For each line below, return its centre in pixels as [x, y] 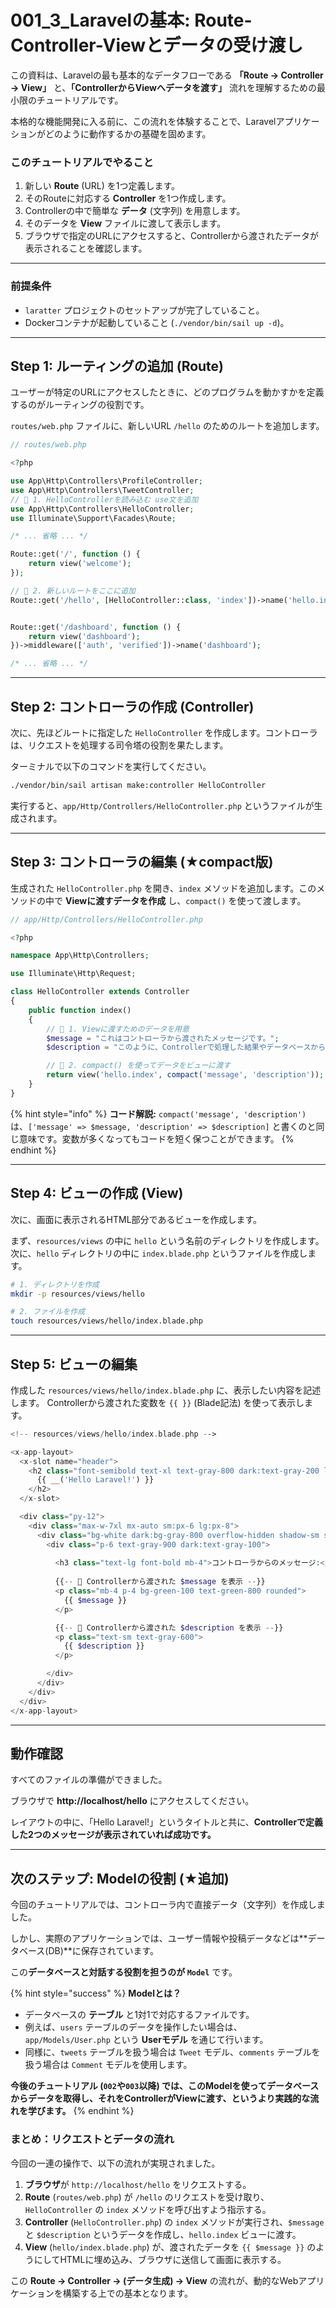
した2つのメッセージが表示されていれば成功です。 [113, 1835]
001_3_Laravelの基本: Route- [131, 20]
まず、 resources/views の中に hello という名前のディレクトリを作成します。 [167, 1240]
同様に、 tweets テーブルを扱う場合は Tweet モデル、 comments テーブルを [172, 2052]
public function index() [80, 1010]
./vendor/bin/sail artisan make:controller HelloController [138, 786]
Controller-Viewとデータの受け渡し [157, 45]
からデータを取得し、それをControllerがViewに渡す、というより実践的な [160, 2098]
